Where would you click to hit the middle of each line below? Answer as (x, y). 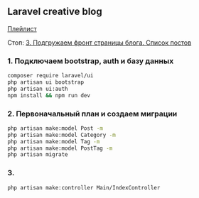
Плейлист (22, 28)
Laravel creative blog (55, 12)
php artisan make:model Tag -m (54, 141)
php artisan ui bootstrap (45, 82)
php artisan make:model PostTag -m (60, 148)
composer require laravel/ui (50, 76)
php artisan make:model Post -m (55, 128)
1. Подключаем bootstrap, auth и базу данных (91, 61)
